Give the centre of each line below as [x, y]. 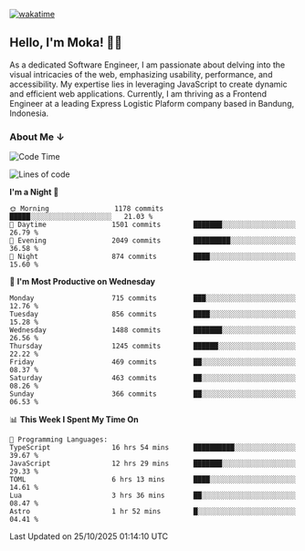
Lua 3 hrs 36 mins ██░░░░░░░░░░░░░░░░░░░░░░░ [153, 496]
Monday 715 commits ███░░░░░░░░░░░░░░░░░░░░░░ [153, 298]
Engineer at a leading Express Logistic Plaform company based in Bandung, [152, 103]
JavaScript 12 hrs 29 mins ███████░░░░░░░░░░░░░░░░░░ [153, 464]
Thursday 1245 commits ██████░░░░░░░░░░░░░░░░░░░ [153, 347]
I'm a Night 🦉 [34, 192]
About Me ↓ [37, 137]
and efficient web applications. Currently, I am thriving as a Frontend [138, 94]
